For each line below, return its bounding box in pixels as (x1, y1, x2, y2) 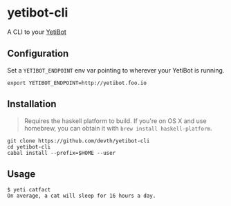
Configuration (7, 48, 69, 59)
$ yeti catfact (7, 187, 51, 194)
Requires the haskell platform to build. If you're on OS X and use (24, 116, 207, 125)
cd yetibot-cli (7, 143, 51, 150)
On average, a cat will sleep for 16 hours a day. (7, 192, 156, 200)
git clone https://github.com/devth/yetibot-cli (7, 137, 150, 144)
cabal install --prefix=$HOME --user (7, 149, 116, 156)
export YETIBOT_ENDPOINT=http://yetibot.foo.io (7, 79, 147, 86)
